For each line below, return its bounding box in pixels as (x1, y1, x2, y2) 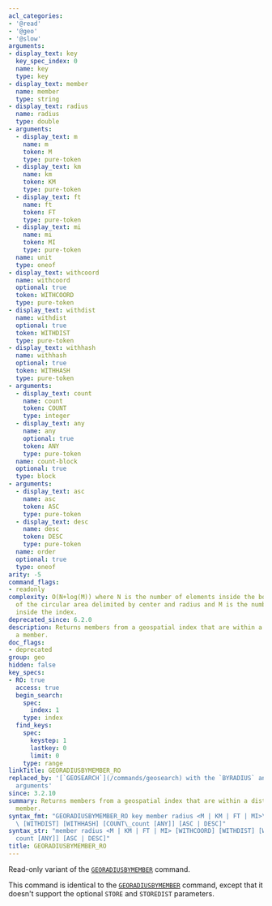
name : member (15, 87, 60, 96)
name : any (23, 427, 57, 435)
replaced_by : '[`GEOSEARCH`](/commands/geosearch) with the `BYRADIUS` (8, 774, 255, 783)
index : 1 (29, 706, 60, 714)
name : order (15, 548, 57, 556)
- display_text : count (15, 389, 92, 398)
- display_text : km (15, 163, 82, 171)
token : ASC (23, 503, 60, 511)
